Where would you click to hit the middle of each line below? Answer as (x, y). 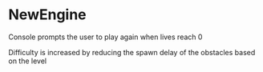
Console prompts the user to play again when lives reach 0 (105, 37)
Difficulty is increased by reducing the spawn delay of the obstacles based (132, 52)
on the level (27, 61)
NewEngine (47, 15)
